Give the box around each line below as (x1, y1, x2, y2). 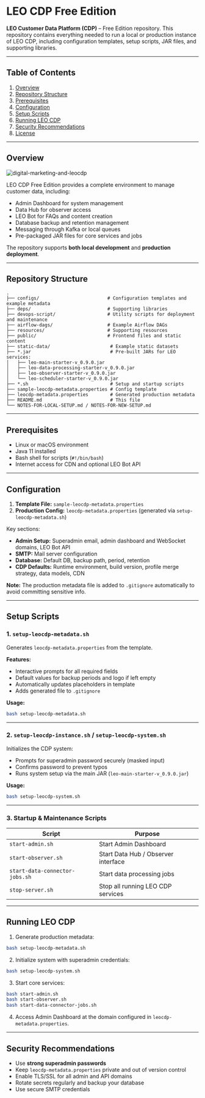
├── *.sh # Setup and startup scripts (6, 381, 184, 387)
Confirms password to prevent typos (15, 763, 108, 770)
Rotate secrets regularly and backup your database (15, 1079, 145, 1086)
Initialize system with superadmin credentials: (15, 956, 130, 963)
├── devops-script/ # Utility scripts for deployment (6, 311, 195, 318)
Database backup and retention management (15, 219, 129, 226)
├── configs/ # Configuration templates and (6, 295, 187, 301)
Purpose (134, 830, 160, 838)
